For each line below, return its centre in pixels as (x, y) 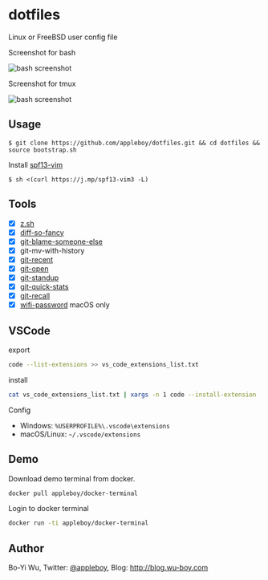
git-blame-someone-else (61, 241)
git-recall (35, 296)
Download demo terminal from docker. (72, 478)
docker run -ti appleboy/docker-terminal (79, 523)
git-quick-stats (44, 287)
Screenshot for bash (42, 52)
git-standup (39, 278)
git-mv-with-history (52, 250)
